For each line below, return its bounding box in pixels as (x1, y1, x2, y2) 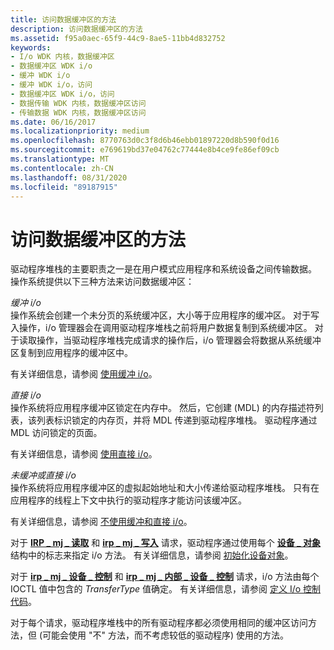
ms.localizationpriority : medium (10, 126, 150, 136)
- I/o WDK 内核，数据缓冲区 (10, 52, 115, 62)
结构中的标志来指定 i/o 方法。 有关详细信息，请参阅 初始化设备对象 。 (10, 549, 294, 561)
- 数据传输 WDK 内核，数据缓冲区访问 (10, 98, 147, 108)
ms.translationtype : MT (10, 154, 110, 164)
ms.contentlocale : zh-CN (10, 163, 114, 173)
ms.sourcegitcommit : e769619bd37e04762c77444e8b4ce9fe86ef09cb (10, 145, 280, 155)
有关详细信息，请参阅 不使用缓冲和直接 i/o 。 (10, 516, 193, 528)
